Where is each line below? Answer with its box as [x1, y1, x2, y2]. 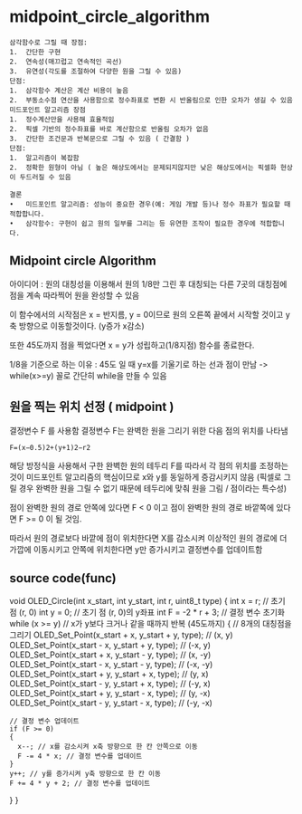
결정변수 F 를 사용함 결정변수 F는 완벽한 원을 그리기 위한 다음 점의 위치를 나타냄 [9, 425, 288, 436]
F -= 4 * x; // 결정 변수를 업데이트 [17, 752, 143, 761]
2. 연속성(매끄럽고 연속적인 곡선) [9, 57, 123, 66]
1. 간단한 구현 [9, 47, 61, 56]
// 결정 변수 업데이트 [9, 717, 80, 726]
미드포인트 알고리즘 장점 [9, 105, 86, 114]
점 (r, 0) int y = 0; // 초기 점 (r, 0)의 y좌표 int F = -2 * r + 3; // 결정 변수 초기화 [9, 607, 285, 618]
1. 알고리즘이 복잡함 [9, 153, 80, 162]
